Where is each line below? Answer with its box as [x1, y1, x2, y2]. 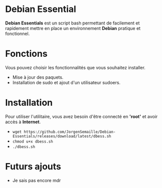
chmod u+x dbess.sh [12, 139, 53, 144]
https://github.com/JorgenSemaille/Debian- [23, 129, 116, 134]
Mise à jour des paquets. [12, 74, 63, 80]
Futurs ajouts [5, 161, 61, 172]
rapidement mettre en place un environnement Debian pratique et [5, 25, 141, 31]
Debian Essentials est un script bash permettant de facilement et [5, 20, 140, 26]
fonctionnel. [5, 30, 30, 36]
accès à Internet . [5, 119, 41, 125]
